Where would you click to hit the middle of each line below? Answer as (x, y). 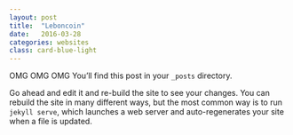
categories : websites (49, 42)
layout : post (33, 17)
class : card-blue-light (53, 51)
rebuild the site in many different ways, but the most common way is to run (146, 102)
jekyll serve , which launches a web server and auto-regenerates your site (146, 112)
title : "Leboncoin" (48, 26)
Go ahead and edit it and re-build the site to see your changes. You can (140, 93)
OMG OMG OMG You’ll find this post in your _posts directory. (121, 75)
